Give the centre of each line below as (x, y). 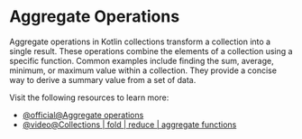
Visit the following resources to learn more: (89, 97)
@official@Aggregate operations (83, 115)
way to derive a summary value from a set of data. (103, 79)
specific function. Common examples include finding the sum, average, (142, 60)
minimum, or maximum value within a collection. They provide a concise (143, 70)
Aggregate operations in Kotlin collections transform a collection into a (140, 42)
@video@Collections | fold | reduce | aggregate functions (129, 125)
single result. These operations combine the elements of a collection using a (151, 51)
